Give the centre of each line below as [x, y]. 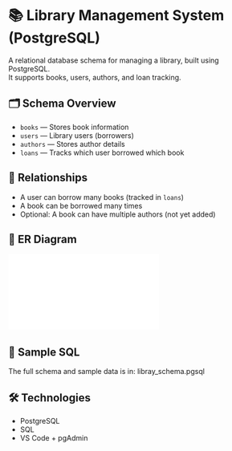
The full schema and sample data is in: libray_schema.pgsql [106, 372]
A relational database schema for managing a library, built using [114, 60]
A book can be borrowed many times [81, 205]
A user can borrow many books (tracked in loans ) [102, 197]
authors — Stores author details [73, 144]
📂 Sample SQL [44, 352]
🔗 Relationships [48, 178]
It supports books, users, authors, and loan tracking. [95, 77]
